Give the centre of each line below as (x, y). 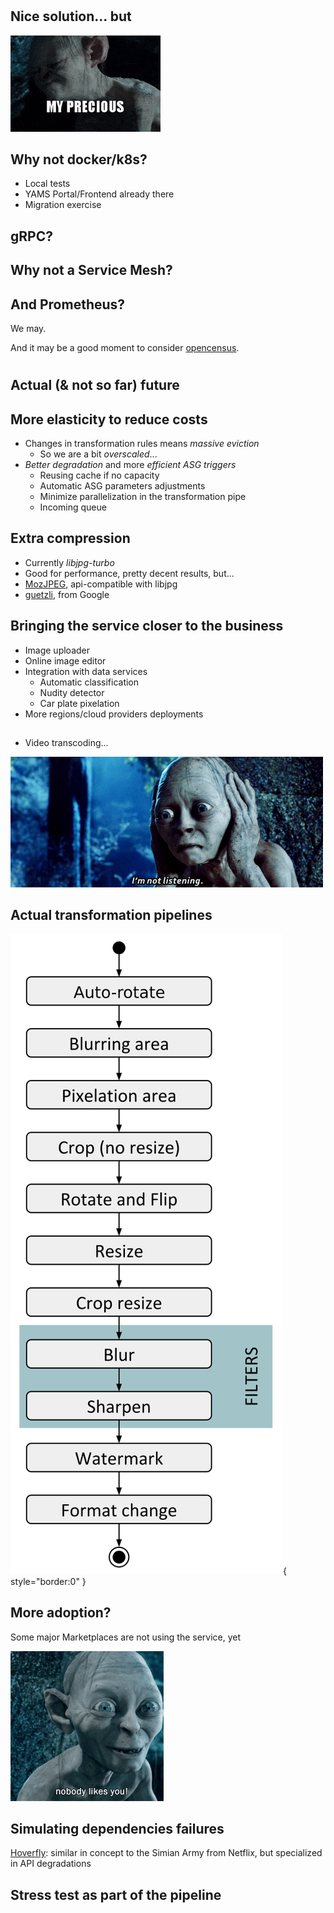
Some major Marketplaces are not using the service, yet (126, 1637)
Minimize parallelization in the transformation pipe (143, 497)
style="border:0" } (48, 1581)
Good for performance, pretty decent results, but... (129, 573)
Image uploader (57, 650)
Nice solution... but (71, 16)
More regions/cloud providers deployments (114, 714)
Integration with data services (86, 671)
